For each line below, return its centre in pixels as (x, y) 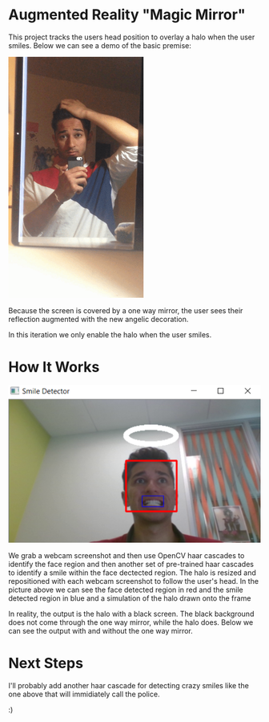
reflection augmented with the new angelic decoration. (98, 319)
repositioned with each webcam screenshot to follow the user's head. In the (133, 581)
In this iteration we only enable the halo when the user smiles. (110, 334)
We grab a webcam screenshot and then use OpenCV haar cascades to (126, 556)
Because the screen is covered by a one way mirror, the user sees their (126, 310)
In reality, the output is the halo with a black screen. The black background (131, 614)
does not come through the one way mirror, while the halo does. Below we (131, 622)
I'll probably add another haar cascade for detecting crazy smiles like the (129, 686)
